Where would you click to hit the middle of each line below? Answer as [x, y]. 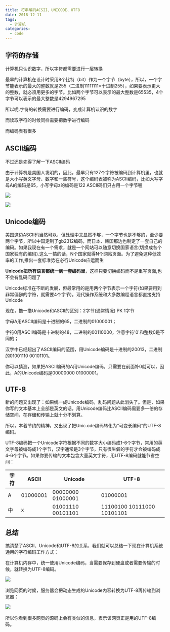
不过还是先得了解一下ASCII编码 [38, 162]
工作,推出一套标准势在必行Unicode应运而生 [59, 260]
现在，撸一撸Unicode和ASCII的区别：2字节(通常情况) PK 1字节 [70, 311]
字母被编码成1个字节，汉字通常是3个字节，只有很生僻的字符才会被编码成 [85, 449]
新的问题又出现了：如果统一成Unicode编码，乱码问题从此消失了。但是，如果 [85, 402]
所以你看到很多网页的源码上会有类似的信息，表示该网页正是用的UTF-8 [78, 618]
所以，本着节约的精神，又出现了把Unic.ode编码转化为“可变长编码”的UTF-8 [83, 426]
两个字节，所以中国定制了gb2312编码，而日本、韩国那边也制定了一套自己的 [84, 241]
